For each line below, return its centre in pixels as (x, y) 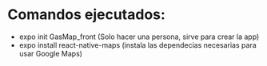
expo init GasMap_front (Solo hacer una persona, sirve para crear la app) (139, 37)
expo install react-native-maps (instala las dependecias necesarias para (137, 45)
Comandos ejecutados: (86, 15)
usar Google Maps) (51, 53)
